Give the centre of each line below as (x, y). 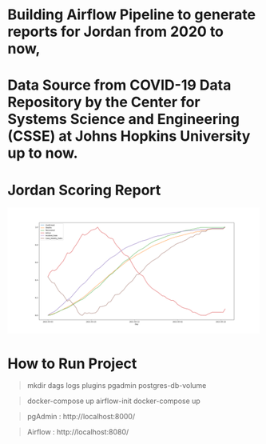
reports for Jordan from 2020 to (116, 32)
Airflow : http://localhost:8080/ (78, 432)
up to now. (43, 153)
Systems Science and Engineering (124, 120)
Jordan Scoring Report (84, 190)
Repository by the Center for (104, 102)
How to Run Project (72, 364)
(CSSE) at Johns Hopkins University (129, 136)
